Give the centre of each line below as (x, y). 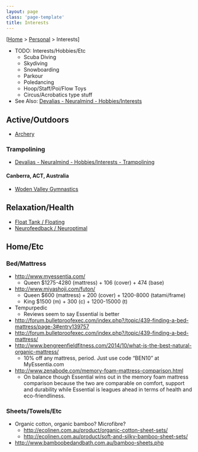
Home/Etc (25, 246)
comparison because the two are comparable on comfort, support (104, 383)
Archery (25, 134)
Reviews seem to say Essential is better (72, 314)
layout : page (22, 12)
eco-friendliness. (44, 396)
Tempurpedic (31, 308)
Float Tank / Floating (40, 222)
